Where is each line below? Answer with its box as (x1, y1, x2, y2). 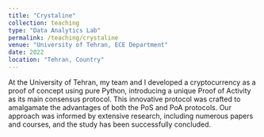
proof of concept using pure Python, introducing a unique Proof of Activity (8, 86, 251, 95)
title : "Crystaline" (8, 11, 77, 20)
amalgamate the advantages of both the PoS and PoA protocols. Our (8, 102, 232, 112)
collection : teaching (8, 19, 80, 27)
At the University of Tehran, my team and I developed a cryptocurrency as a (8, 77, 256, 87)
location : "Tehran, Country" (8, 56, 105, 64)
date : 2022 (8, 48, 44, 56)
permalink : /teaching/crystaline (8, 33, 119, 42)
